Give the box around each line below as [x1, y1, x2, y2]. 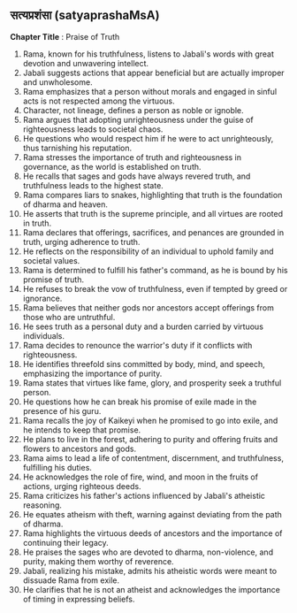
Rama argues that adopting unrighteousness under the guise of [22, 114, 255, 125]
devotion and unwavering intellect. [22, 57, 149, 68]
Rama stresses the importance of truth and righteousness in [22, 151, 242, 163]
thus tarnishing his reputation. [22, 142, 133, 153]
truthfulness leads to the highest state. [22, 180, 164, 190]
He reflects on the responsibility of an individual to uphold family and [22, 246, 274, 257]
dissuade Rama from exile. [22, 575, 120, 586]
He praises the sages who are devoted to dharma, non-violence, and [22, 547, 273, 557]
